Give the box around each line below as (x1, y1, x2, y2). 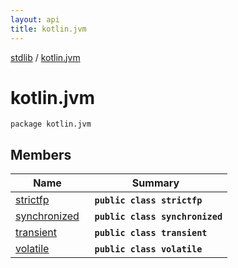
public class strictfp (94, 195, 203, 206)
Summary (131, 176, 180, 190)
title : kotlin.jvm (10, 24, 87, 34)
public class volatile (94, 244, 203, 255)
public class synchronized (94, 211, 223, 223)
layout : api (10, 14, 60, 25)
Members (10, 146, 72, 163)
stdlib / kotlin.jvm (10, 51, 81, 63)
